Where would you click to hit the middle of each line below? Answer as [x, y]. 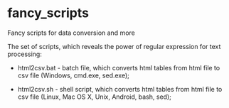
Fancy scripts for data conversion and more [71, 33]
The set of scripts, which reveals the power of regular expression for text [114, 46]
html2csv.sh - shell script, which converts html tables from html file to [120, 89]
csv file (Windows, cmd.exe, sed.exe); [73, 75]
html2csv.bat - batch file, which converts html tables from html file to [119, 67]
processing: [25, 54]
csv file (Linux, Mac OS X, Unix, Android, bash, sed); [95, 97]
